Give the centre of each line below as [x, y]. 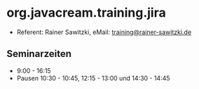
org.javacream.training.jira [86, 13]
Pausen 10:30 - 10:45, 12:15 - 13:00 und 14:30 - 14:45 [93, 78]
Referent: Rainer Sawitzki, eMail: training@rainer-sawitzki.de [104, 32]
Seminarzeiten [39, 54]
